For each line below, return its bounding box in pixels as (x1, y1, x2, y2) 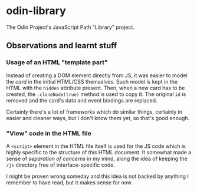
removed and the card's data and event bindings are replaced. (6, 97, 157, 104)
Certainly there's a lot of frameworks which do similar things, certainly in (6, 108, 183, 115)
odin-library (6, 4, 66, 18)
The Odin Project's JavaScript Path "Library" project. (6, 24, 134, 31)
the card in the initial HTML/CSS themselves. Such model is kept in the (6, 78, 178, 85)
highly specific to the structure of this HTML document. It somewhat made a (6, 148, 192, 155)
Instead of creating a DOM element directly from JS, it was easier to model (6, 72, 188, 79)
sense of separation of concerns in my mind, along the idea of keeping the (6, 155, 188, 162)
